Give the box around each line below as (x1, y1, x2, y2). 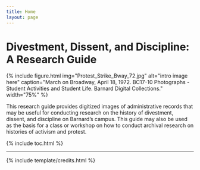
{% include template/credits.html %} (6, 157, 96, 164)
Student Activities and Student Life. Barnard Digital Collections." (6, 85, 163, 92)
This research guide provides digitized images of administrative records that (6, 103, 193, 110)
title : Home (6, 8, 36, 15)
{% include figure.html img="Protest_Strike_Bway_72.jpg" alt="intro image (6, 72, 188, 79)
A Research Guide (6, 52, 97, 66)
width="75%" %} (6, 91, 49, 98)
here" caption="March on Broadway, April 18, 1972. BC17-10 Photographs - (6, 79, 190, 86)
